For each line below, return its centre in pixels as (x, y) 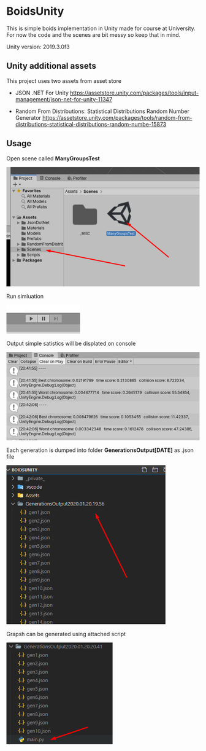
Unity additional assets (51, 66)
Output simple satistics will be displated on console (71, 344)
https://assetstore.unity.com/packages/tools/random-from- (117, 117)
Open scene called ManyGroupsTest (53, 158)
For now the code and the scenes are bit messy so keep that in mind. (93, 34)
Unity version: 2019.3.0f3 (38, 47)
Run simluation (25, 297)
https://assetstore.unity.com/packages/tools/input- (134, 93)
